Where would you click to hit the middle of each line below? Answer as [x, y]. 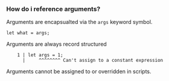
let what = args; [28, 33]
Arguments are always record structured [56, 44]
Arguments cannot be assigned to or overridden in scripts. [79, 71]
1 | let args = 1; [40, 55]
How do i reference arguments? [53, 9]
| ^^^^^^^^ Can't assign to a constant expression [93, 61]
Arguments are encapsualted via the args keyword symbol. [79, 22]
